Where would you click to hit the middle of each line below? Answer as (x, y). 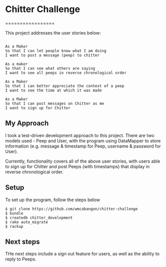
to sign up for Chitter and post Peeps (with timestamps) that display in (77, 166)
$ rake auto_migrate (27, 222)
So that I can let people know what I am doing (56, 51)
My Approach (27, 123)
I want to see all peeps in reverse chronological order (66, 73)
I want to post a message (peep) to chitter (52, 55)
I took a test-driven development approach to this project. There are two (80, 135)
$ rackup (14, 226)
